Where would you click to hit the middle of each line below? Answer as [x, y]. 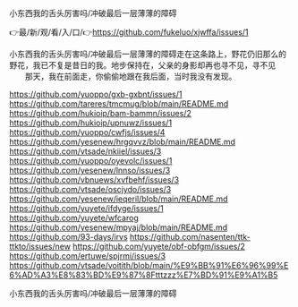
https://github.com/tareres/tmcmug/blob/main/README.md [119, 104]
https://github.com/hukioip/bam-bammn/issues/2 [101, 113]
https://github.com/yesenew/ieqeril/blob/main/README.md [119, 199]
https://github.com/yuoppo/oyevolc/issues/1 [91, 161]
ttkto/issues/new [40, 246]
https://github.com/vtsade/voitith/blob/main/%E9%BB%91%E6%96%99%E [149, 265]
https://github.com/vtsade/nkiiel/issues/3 [85, 151]
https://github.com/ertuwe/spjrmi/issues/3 [88, 256]
